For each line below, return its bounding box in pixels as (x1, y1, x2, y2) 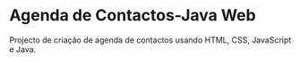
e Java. (9, 43, 37, 54)
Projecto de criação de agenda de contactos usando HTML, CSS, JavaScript (9, 35, 292, 45)
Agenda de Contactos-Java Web (9, 5, 257, 26)
